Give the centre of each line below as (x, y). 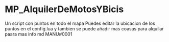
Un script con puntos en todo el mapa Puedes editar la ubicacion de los (80, 23)
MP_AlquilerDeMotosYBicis (64, 9)
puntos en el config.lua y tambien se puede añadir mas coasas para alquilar (84, 28)
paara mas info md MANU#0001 (39, 34)
